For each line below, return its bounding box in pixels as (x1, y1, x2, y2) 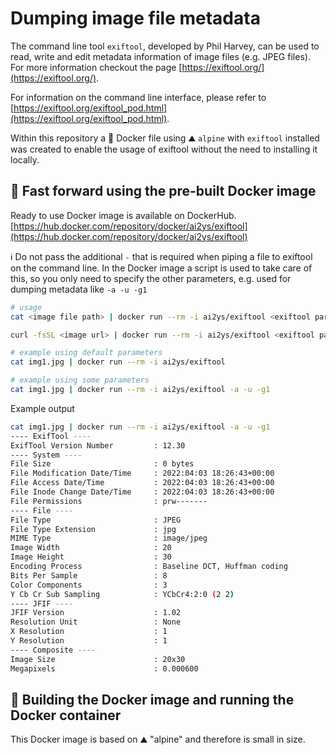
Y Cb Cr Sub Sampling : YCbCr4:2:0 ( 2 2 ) (10, 589, 235, 599)
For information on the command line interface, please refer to (10, 91, 267, 103)
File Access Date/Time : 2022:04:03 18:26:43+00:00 (10, 478, 275, 488)
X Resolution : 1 (10, 627, 168, 637)
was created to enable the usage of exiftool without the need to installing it (10, 143, 318, 155)
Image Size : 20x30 (10, 654, 186, 664)
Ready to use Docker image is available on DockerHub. (10, 209, 237, 221)
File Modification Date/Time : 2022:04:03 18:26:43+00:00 (10, 468, 275, 479)
